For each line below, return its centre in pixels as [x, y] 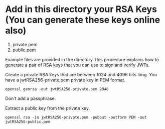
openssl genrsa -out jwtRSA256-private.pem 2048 [57, 89]
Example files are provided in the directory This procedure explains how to [82, 59]
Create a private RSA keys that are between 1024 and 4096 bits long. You [81, 74]
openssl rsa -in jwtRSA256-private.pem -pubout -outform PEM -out [76, 117]
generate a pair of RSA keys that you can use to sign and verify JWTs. [77, 65]
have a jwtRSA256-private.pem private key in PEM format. [65, 80]
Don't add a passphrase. [31, 98]
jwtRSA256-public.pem [28, 121]
